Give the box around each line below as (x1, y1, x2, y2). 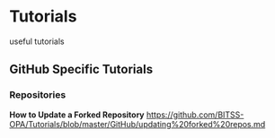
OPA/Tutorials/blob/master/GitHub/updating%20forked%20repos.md (9, 118, 266, 129)
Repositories (9, 89, 67, 101)
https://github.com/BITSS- (146, 109, 244, 120)
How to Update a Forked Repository (9, 109, 146, 120)
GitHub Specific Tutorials (9, 62, 154, 77)
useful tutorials (9, 36, 65, 47)
